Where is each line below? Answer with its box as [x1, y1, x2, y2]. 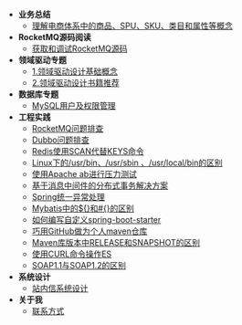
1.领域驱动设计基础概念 [31, 66, 119, 77]
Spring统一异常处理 [31, 192, 105, 202]
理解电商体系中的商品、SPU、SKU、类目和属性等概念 [31, 20, 233, 31]
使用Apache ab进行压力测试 [31, 169, 137, 179]
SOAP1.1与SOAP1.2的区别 [31, 260, 126, 270]
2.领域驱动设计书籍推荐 [31, 78, 121, 88]
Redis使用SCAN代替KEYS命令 [31, 146, 144, 156]
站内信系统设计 [31, 283, 89, 293]
